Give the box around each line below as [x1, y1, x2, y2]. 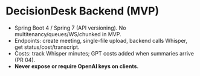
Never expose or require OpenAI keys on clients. [14, 62, 139, 70]
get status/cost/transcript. [14, 43, 80, 51]
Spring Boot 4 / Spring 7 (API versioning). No [14, 24, 126, 31]
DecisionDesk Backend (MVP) [5, 4, 160, 18]
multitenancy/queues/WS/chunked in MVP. [14, 30, 121, 37]
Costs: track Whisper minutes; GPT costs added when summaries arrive [14, 49, 195, 57]
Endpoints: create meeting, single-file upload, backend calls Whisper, [14, 37, 188, 44]
